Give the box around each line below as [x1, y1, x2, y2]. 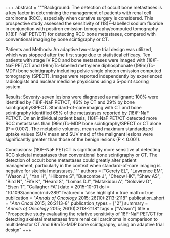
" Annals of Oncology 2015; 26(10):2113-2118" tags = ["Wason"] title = [5, 206, 150, 211]
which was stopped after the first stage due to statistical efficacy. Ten [5, 52, 151, 58]
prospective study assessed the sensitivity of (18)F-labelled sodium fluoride [5, 20, 163, 26]
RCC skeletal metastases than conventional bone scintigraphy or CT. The [5, 152, 158, 158]
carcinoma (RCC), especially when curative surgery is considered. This [5, 15, 153, 21]
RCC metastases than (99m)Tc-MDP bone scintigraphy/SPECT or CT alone [5, 121, 162, 126]
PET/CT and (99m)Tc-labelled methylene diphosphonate [15, 63, 133, 68]
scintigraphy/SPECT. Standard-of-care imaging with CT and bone [5, 105, 142, 110]
